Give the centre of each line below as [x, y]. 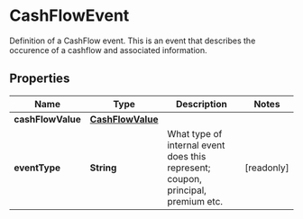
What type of [194, 133]
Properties [40, 79]
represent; [188, 168]
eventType [37, 168]
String [103, 168]
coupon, [184, 178]
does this [186, 156]
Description [201, 104]
